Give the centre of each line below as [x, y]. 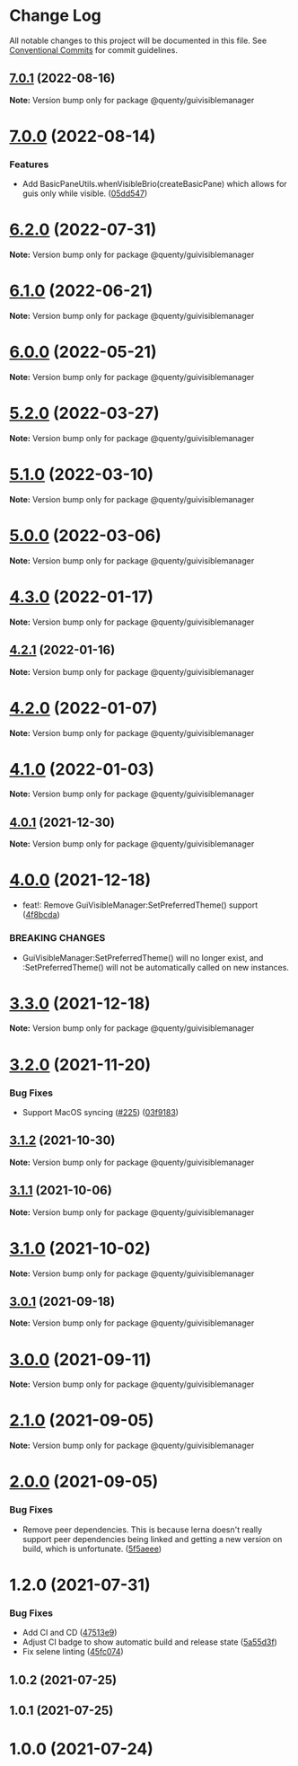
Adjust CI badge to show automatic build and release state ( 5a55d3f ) [150, 1642]
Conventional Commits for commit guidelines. [93, 49]
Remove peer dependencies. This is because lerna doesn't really [142, 1530]
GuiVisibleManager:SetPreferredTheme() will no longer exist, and [143, 957]
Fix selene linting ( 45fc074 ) [73, 1652]
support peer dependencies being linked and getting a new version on [152, 1539]
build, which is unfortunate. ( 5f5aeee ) [92, 1549]
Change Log [55, 16]
